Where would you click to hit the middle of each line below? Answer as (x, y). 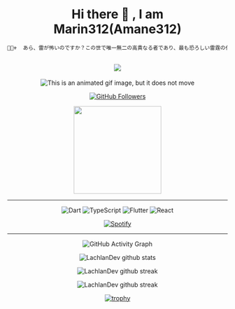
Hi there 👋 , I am (117, 14)
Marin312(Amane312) (117, 29)
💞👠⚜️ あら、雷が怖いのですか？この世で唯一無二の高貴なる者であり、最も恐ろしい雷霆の (116, 48)
